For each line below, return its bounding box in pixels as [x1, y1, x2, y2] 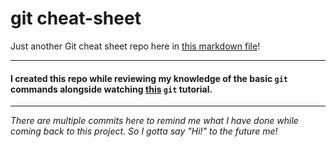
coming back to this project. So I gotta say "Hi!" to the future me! [10, 125, 278, 137]
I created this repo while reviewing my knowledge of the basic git [10, 72, 289, 84]
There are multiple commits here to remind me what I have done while [10, 115, 299, 127]
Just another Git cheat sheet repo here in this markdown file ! [10, 40, 261, 52]
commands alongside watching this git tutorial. [10, 83, 213, 95]
